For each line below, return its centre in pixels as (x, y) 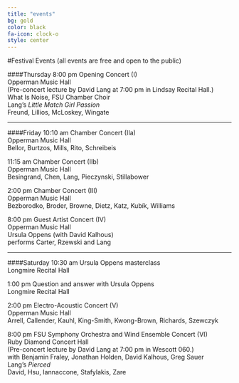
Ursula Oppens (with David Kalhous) (60, 235)
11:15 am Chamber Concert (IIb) (53, 162)
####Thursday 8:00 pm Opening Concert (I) (72, 75)
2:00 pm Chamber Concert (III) (53, 191)
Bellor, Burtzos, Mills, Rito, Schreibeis (62, 148)
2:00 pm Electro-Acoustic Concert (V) (63, 305)
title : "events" (31, 14)
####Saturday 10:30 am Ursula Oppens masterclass (84, 263)
